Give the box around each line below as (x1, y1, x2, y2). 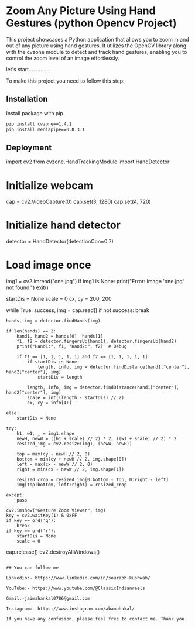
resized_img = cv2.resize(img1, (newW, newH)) (16, 441, 132, 447)
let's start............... (6, 66, 52, 73)
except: (6, 492, 25, 498)
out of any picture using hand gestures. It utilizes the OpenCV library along (6, 42, 187, 49)
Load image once (6, 259, 91, 272)
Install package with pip (6, 109, 63, 116)
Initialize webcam (6, 179, 94, 192)
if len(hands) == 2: (6, 328, 57, 334)
